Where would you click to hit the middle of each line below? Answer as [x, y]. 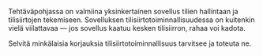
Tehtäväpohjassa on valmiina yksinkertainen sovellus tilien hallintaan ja [123, 11]
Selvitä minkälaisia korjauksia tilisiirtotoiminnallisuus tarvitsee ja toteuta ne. [130, 43]
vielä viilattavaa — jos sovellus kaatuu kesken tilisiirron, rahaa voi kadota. [127, 28]
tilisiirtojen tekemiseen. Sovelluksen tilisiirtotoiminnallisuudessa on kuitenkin [131, 20]
